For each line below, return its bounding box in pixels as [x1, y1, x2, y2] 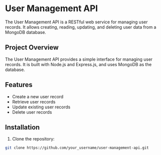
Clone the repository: [12, 136, 55, 142]
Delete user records [12, 109, 52, 115]
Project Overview [5, 43, 59, 52]
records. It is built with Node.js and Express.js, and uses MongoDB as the [5, 61, 152, 67]
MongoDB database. [5, 29, 46, 35]
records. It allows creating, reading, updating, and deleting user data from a [5, 24, 157, 30]
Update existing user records [12, 104, 71, 110]
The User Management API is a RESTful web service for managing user [5, 19, 148, 25]
